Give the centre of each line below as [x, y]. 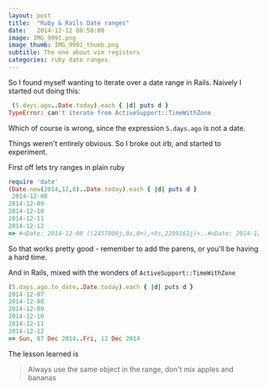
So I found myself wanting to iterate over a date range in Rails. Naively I [125, 82]
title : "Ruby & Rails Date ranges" [69, 23]
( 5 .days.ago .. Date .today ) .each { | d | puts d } [90, 105]
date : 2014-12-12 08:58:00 [56, 30]
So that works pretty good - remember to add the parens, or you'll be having [133, 248]
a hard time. [28, 257]
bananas [42, 377]
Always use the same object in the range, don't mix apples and [130, 369]
